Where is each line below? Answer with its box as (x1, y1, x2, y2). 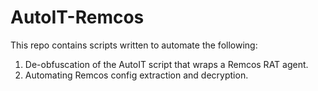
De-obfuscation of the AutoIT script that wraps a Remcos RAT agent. (24, 58, 309, 70)
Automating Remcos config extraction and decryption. (24, 69, 249, 81)
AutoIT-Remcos (10, 6, 145, 29)
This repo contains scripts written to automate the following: (10, 39, 258, 51)
